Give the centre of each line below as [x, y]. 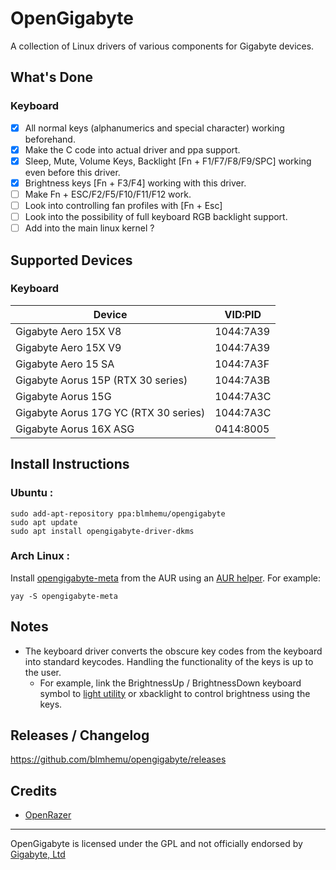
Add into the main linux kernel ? [89, 228]
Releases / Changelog [80, 735]
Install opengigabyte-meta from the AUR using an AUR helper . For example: [166, 578]
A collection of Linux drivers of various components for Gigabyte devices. [162, 46]
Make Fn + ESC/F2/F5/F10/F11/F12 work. [108, 194]
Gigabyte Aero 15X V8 [68, 331]
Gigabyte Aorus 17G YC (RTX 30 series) [110, 412]
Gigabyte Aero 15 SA [65, 364]
